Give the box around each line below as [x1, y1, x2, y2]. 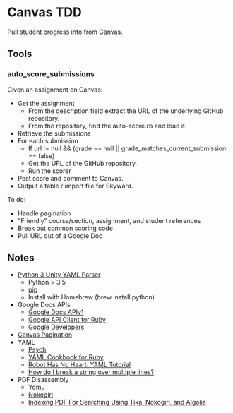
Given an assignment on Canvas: [7, 85, 103, 94]
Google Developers [28, 323, 85, 332]
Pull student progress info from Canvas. [7, 28, 124, 36]
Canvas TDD [7, 4, 83, 20]
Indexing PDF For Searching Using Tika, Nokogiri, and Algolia [28, 398, 206, 407]
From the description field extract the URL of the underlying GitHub [28, 107, 224, 115]
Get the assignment [17, 99, 76, 107]
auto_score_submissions [7, 69, 95, 79]
